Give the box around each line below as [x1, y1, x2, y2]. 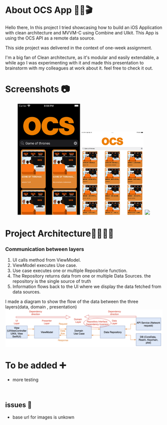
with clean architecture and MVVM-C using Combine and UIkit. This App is [5, 29, 159, 35]
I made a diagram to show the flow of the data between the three [5, 298, 139, 304]
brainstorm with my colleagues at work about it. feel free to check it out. [5, 65, 154, 71]
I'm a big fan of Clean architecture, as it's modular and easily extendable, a [5, 54, 159, 60]
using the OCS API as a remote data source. [5, 35, 96, 41]
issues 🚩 [5, 401, 32, 409]
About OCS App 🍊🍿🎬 [5, 4, 93, 16]
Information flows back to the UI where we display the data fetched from [12, 283, 162, 289]
